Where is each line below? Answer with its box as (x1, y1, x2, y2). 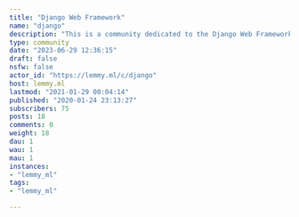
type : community (9, 37, 69, 47)
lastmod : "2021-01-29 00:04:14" (9, 87, 129, 96)
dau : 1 (9, 137, 34, 146)
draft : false (9, 54, 58, 63)
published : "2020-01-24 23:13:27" (9, 95, 138, 105)
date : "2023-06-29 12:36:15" (9, 46, 117, 55)
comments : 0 (9, 121, 53, 130)
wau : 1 (9, 145, 34, 154)
